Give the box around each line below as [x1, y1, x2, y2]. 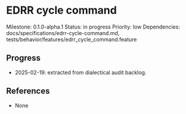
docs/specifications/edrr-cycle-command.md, [6, 29, 120, 36]
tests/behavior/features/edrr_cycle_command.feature [6, 36, 137, 43]
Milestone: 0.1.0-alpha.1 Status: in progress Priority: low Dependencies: [6, 23, 181, 30]
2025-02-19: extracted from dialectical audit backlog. [14, 69, 147, 76]
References [6, 86, 50, 96]
